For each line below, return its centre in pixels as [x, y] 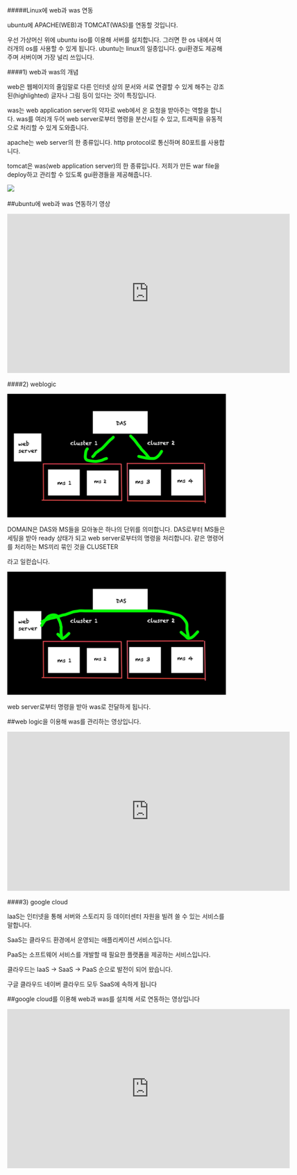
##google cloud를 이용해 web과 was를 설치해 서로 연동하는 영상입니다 [103, 999]
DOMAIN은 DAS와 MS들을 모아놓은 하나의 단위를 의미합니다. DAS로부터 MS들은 [116, 529]
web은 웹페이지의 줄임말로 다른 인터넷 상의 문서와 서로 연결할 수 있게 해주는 [109, 87]
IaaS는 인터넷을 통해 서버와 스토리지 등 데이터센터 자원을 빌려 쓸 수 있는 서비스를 [116, 916]
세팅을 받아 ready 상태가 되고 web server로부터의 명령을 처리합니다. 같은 [107, 538]
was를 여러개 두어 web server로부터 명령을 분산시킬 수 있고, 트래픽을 [110, 119]
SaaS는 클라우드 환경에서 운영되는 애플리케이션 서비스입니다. [90, 940]
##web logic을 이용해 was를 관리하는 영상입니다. [74, 721]
